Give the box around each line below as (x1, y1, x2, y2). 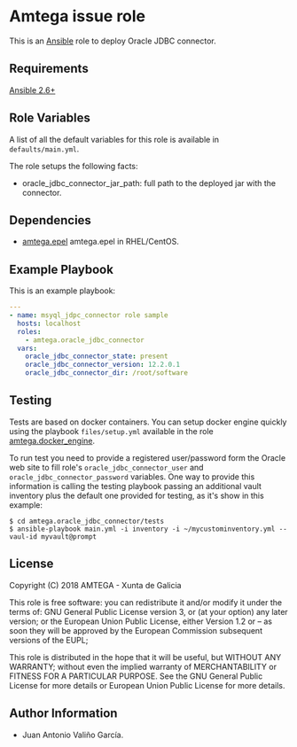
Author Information (9, 706, 118, 721)
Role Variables (9, 111, 90, 126)
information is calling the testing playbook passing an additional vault (9, 480, 262, 491)
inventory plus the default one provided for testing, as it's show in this (9, 490, 264, 501)
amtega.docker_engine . (9, 435, 96, 446)
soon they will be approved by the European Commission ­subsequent (9, 625, 263, 635)
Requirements (9, 61, 89, 76)
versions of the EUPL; (9, 634, 89, 645)
